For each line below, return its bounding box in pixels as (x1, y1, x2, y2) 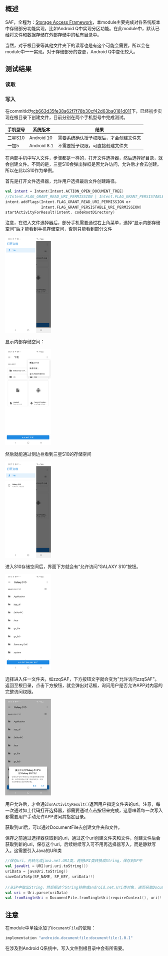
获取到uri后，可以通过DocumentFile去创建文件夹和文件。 (5, 824, 122, 830)
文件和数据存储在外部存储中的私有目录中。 (13, 32, 101, 38)
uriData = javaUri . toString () (5, 869, 68, 874)
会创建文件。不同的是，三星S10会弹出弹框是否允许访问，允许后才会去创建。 (5, 161, 161, 167)
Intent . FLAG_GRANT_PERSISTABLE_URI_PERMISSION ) (40, 205, 142, 210)
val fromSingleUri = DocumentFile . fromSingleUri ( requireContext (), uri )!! (5, 895, 164, 901)
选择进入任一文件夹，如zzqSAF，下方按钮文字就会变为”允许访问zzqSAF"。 (5, 676, 159, 682)
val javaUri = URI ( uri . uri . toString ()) (5, 864, 88, 869)
